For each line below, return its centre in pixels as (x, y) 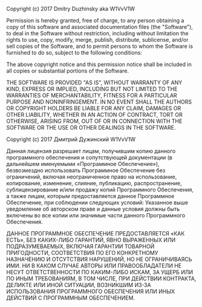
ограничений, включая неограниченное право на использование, (92, 177)
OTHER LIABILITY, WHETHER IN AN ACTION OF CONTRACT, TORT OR (94, 115)
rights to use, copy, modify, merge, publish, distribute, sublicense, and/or (97, 40)
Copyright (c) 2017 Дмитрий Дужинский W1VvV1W (71, 139)
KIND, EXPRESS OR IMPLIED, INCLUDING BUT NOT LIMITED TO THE (92, 89)
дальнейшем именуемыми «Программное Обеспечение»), (83, 164)
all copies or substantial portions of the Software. (67, 71)
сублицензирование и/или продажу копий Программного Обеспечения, (100, 190)
